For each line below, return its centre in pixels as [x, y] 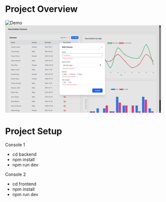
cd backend [24, 155]
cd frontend [24, 184]
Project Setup [34, 131]
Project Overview [41, 9]
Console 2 [16, 174]
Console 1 [15, 145]
